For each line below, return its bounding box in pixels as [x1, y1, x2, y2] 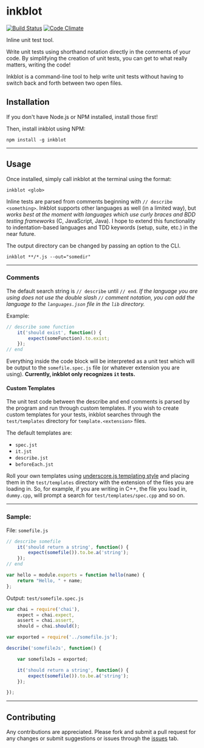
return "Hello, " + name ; [17, 577, 83, 583]
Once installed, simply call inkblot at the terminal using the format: [6, 175, 172, 182]
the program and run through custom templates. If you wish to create [6, 404, 179, 412]
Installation [6, 97, 50, 107]
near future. [6, 230, 36, 237]
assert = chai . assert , [17, 618, 75, 624]
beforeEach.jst [15, 461, 54, 468]
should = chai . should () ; [17, 623, 80, 629]
